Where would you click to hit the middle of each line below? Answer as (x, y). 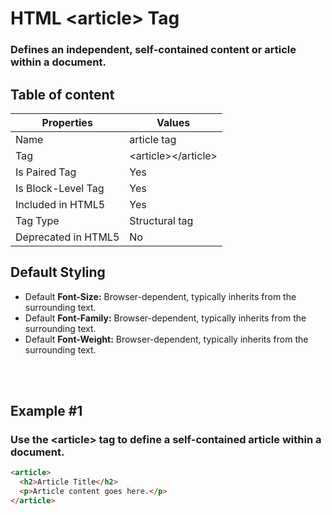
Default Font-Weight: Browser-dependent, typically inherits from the (166, 339)
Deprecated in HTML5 (67, 237)
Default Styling (58, 272)
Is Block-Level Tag (60, 188)
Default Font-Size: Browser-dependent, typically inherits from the (160, 296)
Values (173, 122)
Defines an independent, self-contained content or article (153, 50)
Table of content (62, 94)
